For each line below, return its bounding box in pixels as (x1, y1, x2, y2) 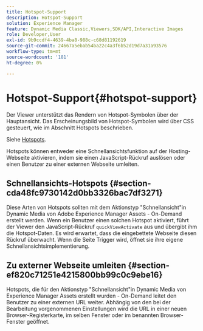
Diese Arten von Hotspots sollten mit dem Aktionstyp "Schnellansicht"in (6, 204, 187, 211)
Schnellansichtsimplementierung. (6, 242, 90, 250)
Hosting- (168, 148, 191, 155)
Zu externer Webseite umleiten (6, 260, 126, 270)
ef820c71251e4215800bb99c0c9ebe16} (6, 270, 163, 280)
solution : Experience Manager (6, 20, 83, 26)
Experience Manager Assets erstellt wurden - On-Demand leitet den (6, 292, 177, 299)
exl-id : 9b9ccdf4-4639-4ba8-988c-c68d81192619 (6, 37, 126, 43)
